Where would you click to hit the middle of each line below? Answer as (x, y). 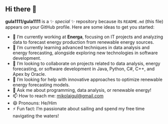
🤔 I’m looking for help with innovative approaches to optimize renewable (88, 79)
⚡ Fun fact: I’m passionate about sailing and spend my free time (78, 108)
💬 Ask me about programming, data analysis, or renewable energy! (82, 90)
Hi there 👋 (21, 9)
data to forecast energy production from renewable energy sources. (83, 42)
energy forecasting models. (41, 85)
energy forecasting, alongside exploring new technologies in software (85, 53)
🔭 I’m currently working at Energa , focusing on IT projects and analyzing (88, 37)
